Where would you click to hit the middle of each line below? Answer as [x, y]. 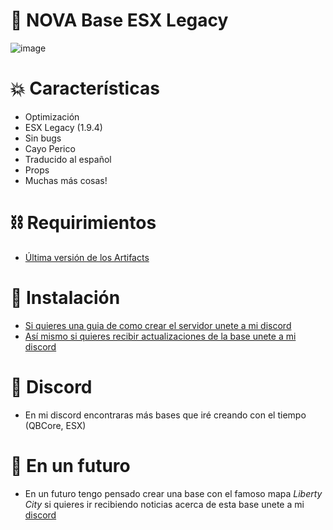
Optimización [52, 116]
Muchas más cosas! [66, 180]
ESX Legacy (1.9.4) [63, 127]
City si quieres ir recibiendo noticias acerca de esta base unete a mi [164, 504]
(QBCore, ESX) [55, 425]
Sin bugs [43, 138]
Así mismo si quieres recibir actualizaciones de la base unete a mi [160, 336]
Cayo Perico [50, 148]
